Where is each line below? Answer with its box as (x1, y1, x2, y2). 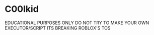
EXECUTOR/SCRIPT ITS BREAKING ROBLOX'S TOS (5, 25, 111, 31)
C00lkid (5, 3, 39, 15)
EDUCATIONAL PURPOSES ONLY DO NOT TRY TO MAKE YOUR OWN (5, 20, 149, 26)
